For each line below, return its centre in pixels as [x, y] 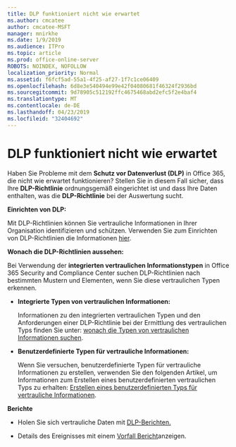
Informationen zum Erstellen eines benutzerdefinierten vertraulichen [117, 380]
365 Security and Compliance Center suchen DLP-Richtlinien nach [104, 273]
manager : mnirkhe [33, 33]
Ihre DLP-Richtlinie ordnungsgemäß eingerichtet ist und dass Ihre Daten [112, 188]
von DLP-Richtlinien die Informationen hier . [69, 238]
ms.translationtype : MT [42, 99]
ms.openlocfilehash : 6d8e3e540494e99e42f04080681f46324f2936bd [102, 86]
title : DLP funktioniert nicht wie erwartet [74, 14]
